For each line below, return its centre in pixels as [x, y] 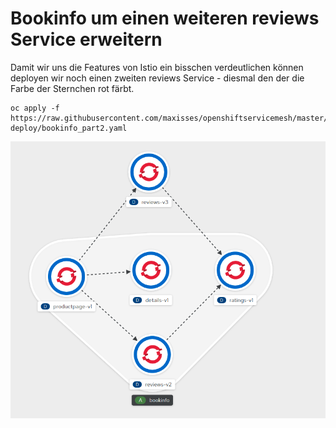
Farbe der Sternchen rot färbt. [72, 88]
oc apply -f [35, 108]
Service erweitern [86, 39]
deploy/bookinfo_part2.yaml [69, 128]
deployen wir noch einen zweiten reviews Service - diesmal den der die [157, 78]
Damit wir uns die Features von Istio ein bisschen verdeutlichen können [157, 67]
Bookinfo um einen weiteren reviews [165, 18]
